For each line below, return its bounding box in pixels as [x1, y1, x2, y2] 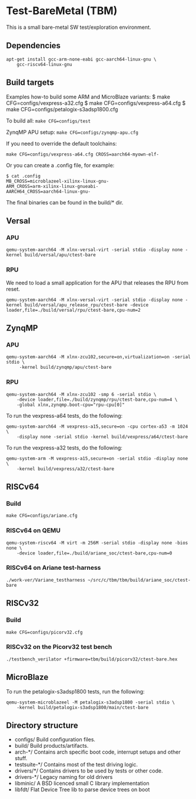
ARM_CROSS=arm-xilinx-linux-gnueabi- [6, 183, 99, 189]
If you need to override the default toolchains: [6, 140, 117, 147]
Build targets [6, 78, 54, 88]
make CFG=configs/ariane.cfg [6, 513, 78, 519]
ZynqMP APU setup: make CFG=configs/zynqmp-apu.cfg [6, 128, 138, 136]
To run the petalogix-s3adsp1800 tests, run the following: [6, 688, 145, 695]
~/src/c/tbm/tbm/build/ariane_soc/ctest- [87, 577, 191, 583]
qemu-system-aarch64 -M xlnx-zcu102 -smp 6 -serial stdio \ [6, 391, 157, 397]
